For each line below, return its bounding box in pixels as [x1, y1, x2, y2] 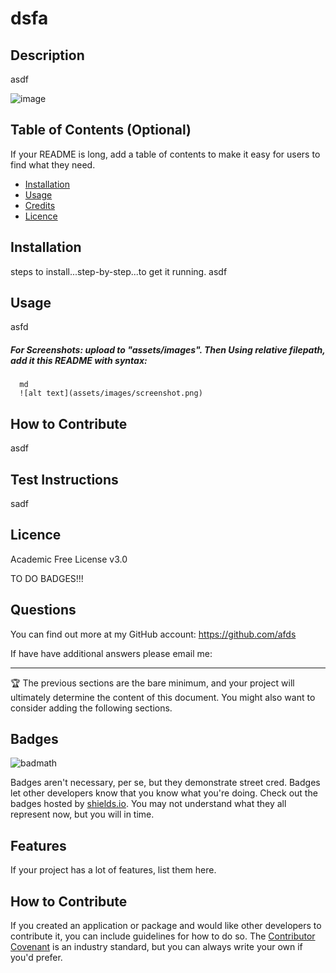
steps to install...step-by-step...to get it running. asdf [10, 265, 228, 277]
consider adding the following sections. [10, 702, 173, 714]
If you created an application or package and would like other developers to [10, 920, 322, 932]
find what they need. [10, 158, 96, 171]
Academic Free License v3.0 [10, 553, 128, 565]
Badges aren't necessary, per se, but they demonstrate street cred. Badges [10, 777, 321, 789]
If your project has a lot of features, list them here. [10, 864, 217, 876]
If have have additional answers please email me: [10, 647, 213, 659]
